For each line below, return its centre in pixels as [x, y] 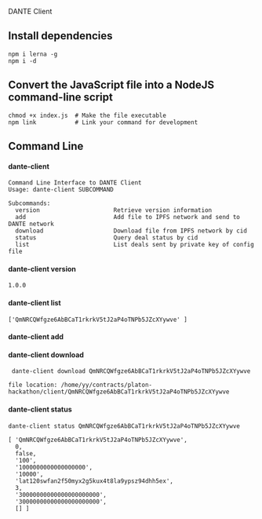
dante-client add [36, 337]
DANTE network [31, 224]
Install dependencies [60, 36]
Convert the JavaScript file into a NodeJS [111, 85]
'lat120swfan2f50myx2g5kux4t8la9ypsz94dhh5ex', [95, 481]
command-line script [61, 97]
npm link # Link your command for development [103, 122]
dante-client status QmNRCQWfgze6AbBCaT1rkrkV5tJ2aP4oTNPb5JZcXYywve [124, 426]
